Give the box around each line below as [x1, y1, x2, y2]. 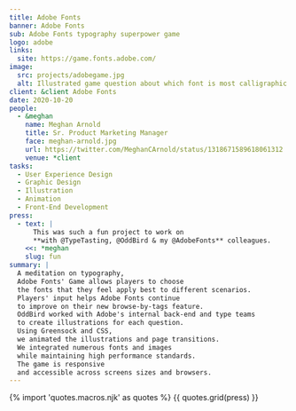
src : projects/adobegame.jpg [17, 71, 125, 80]
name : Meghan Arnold [25, 121, 101, 130]
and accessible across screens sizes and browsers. [17, 368, 213, 377]
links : [9, 46, 34, 55]
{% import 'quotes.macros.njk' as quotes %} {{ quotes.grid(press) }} [9, 392, 259, 403]
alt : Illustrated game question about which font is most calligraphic [17, 79, 288, 88]
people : [9, 104, 38, 113]
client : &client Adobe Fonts [9, 87, 117, 96]
